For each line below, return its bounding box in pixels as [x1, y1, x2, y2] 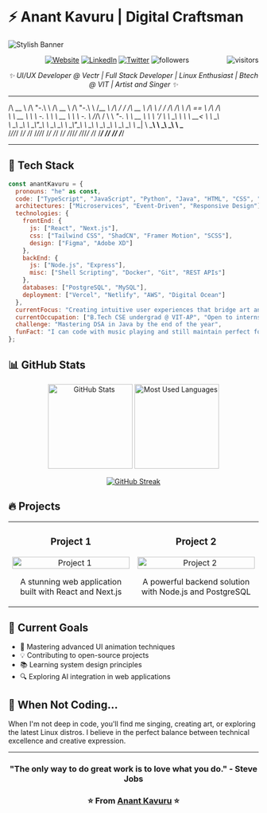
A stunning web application [20, 576, 122, 587]
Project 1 [50, 535, 91, 548]
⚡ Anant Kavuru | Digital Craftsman [8, 8, 244, 26]
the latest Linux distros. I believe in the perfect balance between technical [8, 728, 250, 737]
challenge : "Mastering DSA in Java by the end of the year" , [15, 321, 222, 329]
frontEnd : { [22, 217, 62, 225]
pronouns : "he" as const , [15, 187, 102, 195]
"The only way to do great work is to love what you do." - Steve [9, 764, 258, 775]
